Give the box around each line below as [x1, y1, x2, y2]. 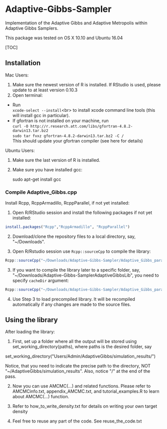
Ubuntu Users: [5, 147, 35, 153]
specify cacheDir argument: [12, 277, 69, 284]
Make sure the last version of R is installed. [12, 157, 100, 163]
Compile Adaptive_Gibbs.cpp [5, 189, 77, 196]
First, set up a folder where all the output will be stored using [12, 339, 137, 345]
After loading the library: [5, 329, 55, 335]
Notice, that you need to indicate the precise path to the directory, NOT [5, 363, 151, 369]
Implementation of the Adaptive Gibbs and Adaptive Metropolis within [5, 20, 148, 26]
